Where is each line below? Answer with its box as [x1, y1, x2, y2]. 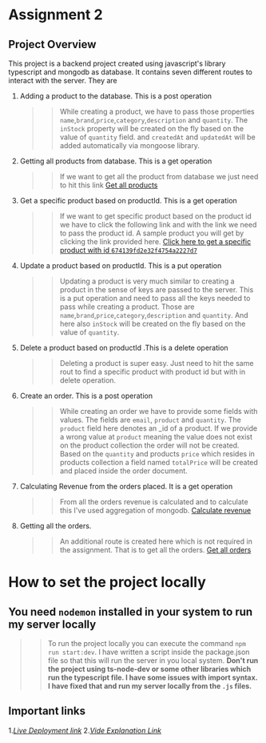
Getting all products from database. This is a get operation [19, 156, 212, 166]
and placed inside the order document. [59, 466, 188, 476]
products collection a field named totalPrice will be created [59, 458, 258, 467]
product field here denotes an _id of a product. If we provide [59, 424, 258, 433]
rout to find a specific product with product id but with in [59, 367, 246, 376]
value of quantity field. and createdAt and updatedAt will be [59, 132, 256, 142]
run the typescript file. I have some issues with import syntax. [47, 673, 258, 682]
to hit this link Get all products [59, 180, 158, 190]
